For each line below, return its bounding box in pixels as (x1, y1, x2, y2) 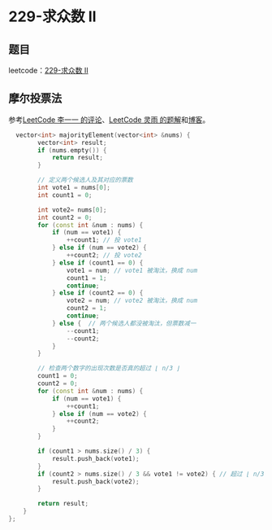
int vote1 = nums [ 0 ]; (37, 184, 111, 192)
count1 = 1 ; (66, 274, 107, 282)
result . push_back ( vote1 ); (51, 454, 140, 462)
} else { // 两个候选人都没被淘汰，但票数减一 (51, 319, 196, 327)
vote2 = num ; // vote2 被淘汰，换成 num (66, 296, 198, 305)
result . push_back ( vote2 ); (51, 477, 140, 485)
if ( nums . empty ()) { (37, 146, 107, 155)
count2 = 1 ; (66, 304, 107, 313)
